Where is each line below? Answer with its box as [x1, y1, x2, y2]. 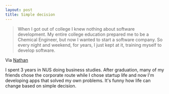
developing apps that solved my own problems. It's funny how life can [5, 77, 151, 83]
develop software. [17, 47, 55, 53]
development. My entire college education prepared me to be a [17, 31, 149, 37]
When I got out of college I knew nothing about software [17, 26, 135, 32]
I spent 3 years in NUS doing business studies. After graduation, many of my [5, 66, 164, 73]
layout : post [5, 7, 33, 13]
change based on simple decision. [5, 82, 77, 88]
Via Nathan [5, 57, 29, 63]
